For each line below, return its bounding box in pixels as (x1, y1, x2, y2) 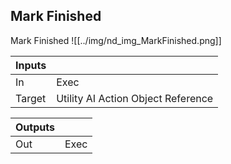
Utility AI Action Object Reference (56, 91, 214, 105)
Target (15, 91, 47, 105)
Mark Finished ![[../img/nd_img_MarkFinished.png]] (10, 34, 222, 46)
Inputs (15, 58, 47, 72)
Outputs (15, 120, 55, 134)
